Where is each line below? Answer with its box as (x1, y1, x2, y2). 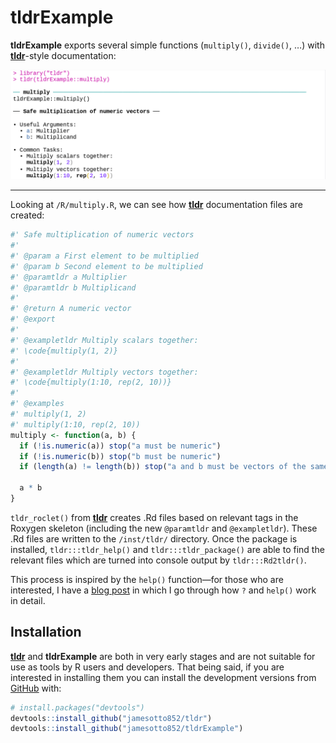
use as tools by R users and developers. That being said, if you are (10, 661, 285, 673)
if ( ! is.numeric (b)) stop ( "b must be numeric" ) (19, 451, 222, 461)
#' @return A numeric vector (10, 304, 132, 314)
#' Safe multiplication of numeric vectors (10, 230, 195, 240)
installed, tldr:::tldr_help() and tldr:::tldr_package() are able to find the (10, 543, 325, 555)
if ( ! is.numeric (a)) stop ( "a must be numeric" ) (19, 441, 222, 451)
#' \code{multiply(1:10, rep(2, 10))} (10, 377, 172, 388)
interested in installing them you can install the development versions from (10, 671, 317, 683)
